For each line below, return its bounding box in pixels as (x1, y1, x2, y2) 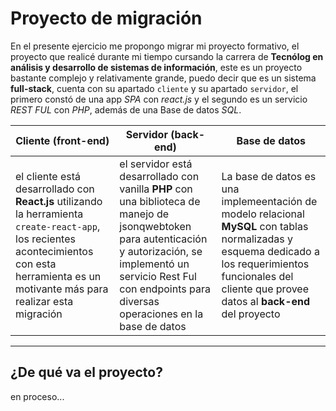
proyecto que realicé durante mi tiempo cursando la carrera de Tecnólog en (10, 50, 324, 62)
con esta (15, 257, 57, 271)
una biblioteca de (119, 194, 201, 208)
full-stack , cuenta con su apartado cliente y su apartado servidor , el (10, 82, 299, 94)
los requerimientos (221, 257, 310, 271)
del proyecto (221, 307, 281, 321)
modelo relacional (221, 207, 305, 221)
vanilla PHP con (119, 182, 193, 196)
